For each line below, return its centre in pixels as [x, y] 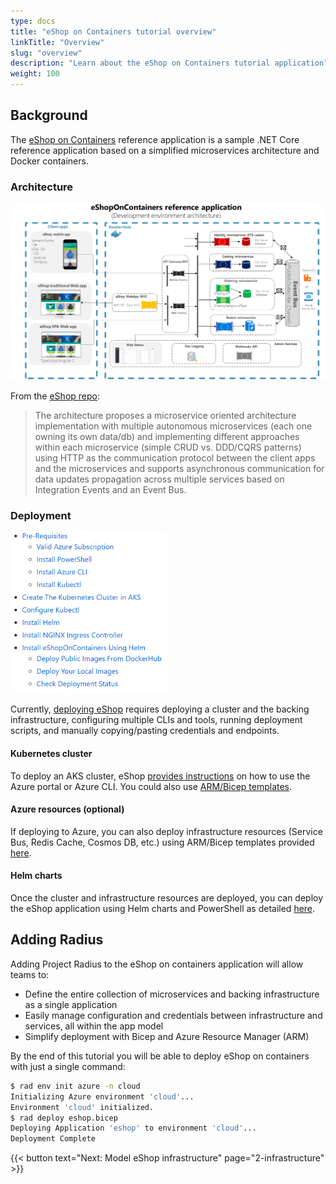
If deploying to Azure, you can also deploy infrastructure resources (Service [166, 831]
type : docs [33, 21]
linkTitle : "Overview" [57, 42]
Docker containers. [49, 161]
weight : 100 [35, 74]
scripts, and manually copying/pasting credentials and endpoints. [145, 731]
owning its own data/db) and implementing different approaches [167, 437]
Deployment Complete [53, 1139]
